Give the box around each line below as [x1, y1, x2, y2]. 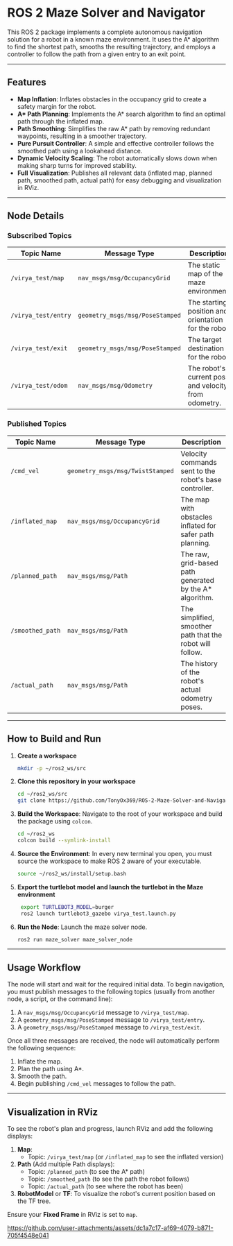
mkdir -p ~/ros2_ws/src [17, 765, 87, 771]
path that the [180, 630, 223, 640]
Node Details [7, 210, 64, 222]
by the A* [180, 584, 213, 594]
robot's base [180, 475, 222, 484]
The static [187, 260, 221, 270]
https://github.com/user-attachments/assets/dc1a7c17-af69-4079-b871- [7, 1224, 214, 1232]
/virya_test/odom [10, 382, 68, 390]
